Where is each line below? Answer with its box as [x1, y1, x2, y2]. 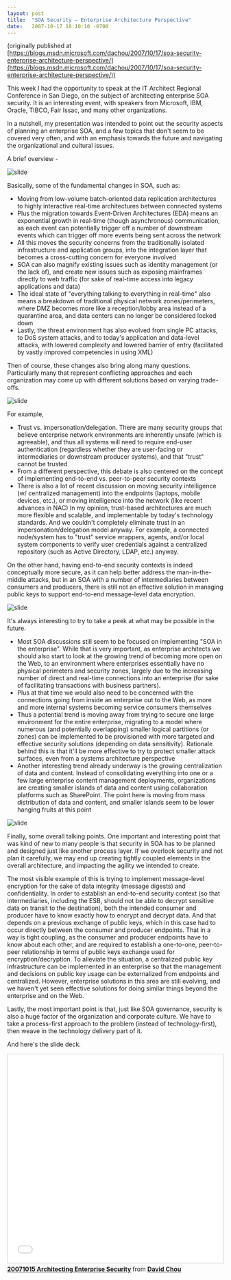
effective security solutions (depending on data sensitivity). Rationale [16, 740, 213, 748]
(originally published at [7, 42, 72, 50]
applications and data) [16, 283, 81, 291]
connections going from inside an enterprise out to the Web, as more [16, 696, 212, 704]
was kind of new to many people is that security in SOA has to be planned [7, 840, 216, 848]
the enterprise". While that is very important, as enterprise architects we [16, 644, 221, 653]
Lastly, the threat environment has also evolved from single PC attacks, [16, 326, 218, 334]
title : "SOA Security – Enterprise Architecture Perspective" [7, 17, 192, 23]
